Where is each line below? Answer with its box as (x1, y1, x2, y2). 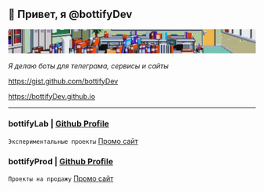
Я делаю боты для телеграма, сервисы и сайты (8, 61, 169, 71)
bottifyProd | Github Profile (8, 156, 114, 167)
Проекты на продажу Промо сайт (8, 174, 114, 183)
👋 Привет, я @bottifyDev (8, 8, 133, 21)
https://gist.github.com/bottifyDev (8, 76, 119, 86)
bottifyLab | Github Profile (8, 119, 110, 130)
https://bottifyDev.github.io (8, 91, 96, 101)
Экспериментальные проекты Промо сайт (8, 136, 139, 145)
